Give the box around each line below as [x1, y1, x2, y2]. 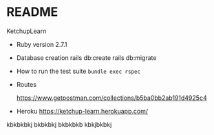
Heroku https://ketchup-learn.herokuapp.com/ [16, 107, 149, 115]
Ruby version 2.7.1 [16, 40, 67, 48]
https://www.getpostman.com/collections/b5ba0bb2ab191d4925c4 [16, 94, 207, 102]
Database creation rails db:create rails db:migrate [16, 53, 157, 62]
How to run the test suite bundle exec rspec [16, 67, 141, 75]
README [6, 4, 58, 20]
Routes [16, 80, 37, 88]
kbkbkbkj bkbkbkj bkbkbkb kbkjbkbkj [6, 120, 112, 128]
